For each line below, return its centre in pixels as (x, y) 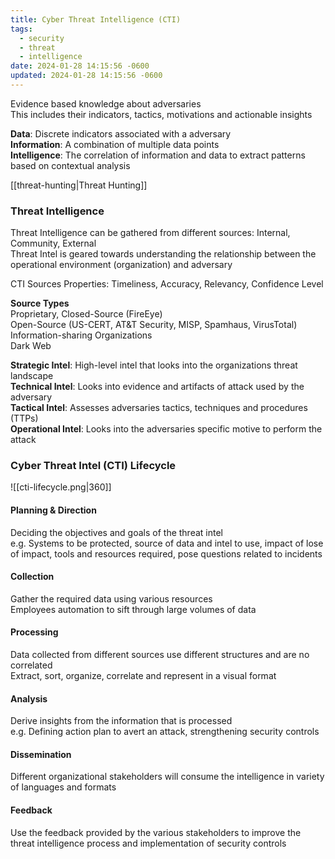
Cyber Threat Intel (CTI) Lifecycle (93, 466)
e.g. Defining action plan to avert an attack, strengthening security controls (165, 732)
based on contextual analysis (70, 165)
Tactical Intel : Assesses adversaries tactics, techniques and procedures (159, 408)
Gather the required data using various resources (111, 598)
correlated (31, 665)
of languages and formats (63, 787)
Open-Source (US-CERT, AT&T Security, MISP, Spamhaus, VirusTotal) (154, 325)
